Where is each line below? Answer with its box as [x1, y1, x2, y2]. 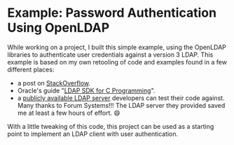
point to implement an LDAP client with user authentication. [7, 130, 179, 138]
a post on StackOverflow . [17, 78, 91, 87]
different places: [7, 65, 55, 74]
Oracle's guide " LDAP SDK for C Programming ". [17, 86, 156, 95]
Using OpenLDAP [7, 20, 110, 36]
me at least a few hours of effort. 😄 [17, 109, 121, 117]
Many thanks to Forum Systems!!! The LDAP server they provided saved [17, 101, 226, 109]
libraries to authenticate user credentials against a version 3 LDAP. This [7, 50, 214, 59]
